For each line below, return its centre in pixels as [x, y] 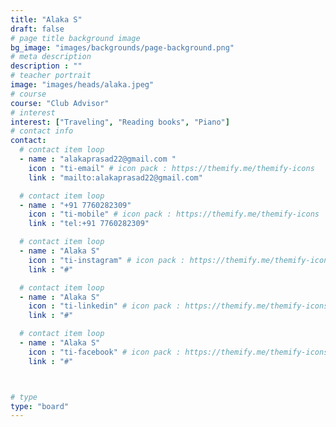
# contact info [42, 131]
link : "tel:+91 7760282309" [89, 224]
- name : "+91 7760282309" [75, 205]
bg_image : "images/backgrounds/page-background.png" [122, 47]
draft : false [37, 29]
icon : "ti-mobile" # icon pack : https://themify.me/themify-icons [174, 214]
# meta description [51, 57]
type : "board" [40, 406]
